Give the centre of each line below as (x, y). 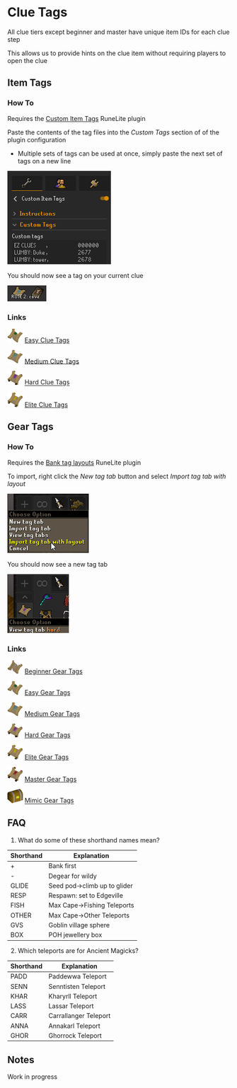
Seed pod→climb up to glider (91, 886)
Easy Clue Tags (47, 340)
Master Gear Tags (51, 780)
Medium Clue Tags (52, 361)
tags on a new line (44, 161)
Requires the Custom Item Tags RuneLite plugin (77, 118)
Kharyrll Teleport (73, 996)
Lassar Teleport (71, 1006)
